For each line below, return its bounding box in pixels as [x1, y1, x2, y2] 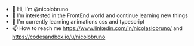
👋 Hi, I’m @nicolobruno [11, 6, 69, 12]
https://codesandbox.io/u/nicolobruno [11, 33, 106, 40]
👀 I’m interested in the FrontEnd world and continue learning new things [11, 12, 188, 19]
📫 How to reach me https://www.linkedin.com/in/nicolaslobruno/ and [11, 25, 183, 32]
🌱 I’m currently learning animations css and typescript [11, 18, 145, 25]
